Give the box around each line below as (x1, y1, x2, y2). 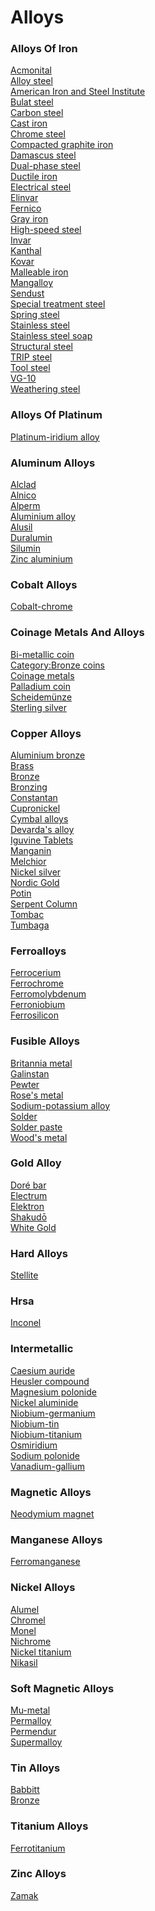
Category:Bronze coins (10, 659, 105, 671)
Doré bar (10, 1179, 47, 1191)
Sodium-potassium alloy (10, 1099, 111, 1111)
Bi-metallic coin (10, 648, 75, 660)
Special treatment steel (10, 298, 106, 310)
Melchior (10, 855, 47, 867)
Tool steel (10, 362, 51, 374)
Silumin (10, 542, 41, 555)
